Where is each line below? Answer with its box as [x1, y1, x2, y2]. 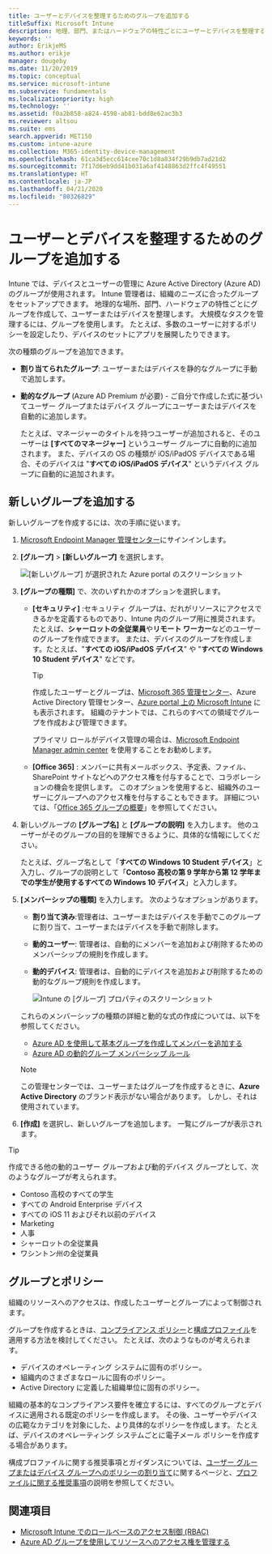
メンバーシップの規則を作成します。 [32, 949, 152, 960]
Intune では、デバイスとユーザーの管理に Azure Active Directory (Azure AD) [8, 279, 261, 288]
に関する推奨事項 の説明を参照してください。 [29, 1478, 179, 1488]
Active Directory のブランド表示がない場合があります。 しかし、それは [19, 1092, 257, 1101]
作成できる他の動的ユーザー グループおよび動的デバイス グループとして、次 [8, 1162, 259, 1172]
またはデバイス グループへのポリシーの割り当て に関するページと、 [15, 1467, 236, 1478]
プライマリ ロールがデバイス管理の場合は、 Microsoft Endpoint [32, 734, 240, 745]
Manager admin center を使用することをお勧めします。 [32, 745, 216, 755]
